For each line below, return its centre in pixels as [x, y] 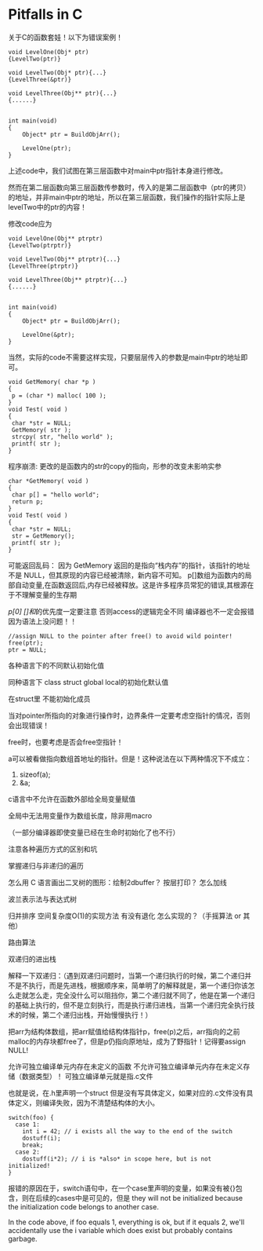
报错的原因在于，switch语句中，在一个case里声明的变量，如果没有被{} [122, 1188]
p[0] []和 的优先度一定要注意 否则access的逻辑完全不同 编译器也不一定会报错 [131, 611]
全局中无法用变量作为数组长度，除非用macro [80, 815]
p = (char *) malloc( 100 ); [59, 395]
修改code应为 [30, 223]
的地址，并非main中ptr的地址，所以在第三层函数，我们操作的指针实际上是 [127, 197]
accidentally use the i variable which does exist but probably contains [121, 1230]
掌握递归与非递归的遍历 [46, 865]
